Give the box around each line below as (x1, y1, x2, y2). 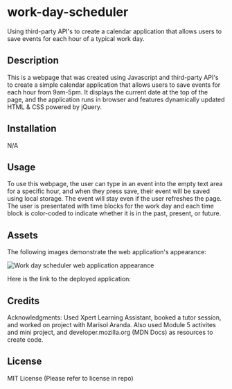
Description (7, 55, 59, 67)
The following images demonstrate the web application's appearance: (7, 248, 206, 256)
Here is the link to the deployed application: (7, 275, 132, 283)
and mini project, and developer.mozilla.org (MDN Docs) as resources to (7, 328, 213, 336)
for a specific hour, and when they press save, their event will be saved (7, 187, 210, 195)
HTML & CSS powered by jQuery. (7, 102, 102, 111)
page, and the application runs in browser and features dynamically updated (7, 95, 225, 104)
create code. (7, 336, 44, 344)
